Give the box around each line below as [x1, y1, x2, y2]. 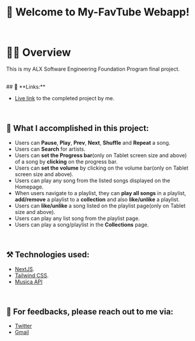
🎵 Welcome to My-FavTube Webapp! [6, 5, 190, 19]
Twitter [14, 323, 33, 330]
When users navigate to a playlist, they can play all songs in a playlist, [14, 189, 187, 196]
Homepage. [14, 183, 44, 190]
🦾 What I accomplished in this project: [6, 123, 149, 133]
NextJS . [14, 265, 34, 272]
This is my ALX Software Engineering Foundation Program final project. [6, 65, 180, 72]
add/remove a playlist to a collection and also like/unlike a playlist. [14, 196, 180, 203]
